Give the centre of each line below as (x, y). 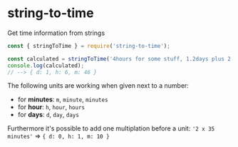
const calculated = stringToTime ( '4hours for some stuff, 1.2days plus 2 (119, 59)
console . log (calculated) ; (46, 66)
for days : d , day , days (48, 115)
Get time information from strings (56, 33)
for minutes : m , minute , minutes (63, 100)
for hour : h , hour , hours (51, 107)
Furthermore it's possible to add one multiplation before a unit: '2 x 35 (111, 128)
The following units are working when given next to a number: (98, 86)
